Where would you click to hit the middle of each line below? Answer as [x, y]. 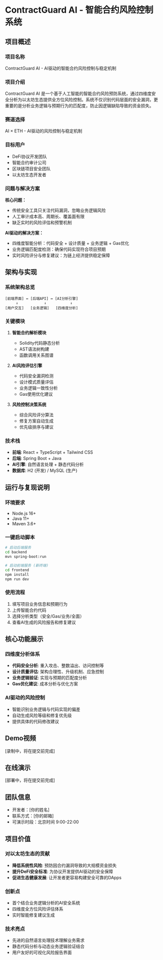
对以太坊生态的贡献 [27, 854]
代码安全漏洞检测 [36, 376]
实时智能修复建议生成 [33, 915]
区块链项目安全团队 [31, 168]
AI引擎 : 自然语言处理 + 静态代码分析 [48, 464]
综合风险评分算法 [36, 415]
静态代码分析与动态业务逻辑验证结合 [48, 946]
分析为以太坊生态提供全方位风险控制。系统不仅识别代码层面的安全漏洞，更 [83, 100]
